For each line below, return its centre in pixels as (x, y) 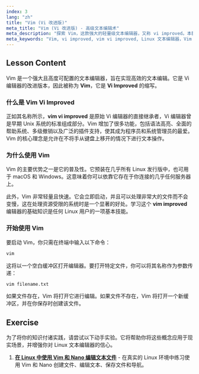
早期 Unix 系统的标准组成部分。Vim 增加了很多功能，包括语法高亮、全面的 (101, 124)
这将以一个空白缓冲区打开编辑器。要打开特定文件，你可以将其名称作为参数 (97, 265)
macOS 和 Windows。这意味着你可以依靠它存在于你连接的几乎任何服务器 (102, 177)
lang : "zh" (20, 17)
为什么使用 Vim (28, 156)
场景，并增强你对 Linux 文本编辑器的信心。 (63, 345)
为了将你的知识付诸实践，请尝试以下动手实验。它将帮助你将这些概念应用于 (97, 337)
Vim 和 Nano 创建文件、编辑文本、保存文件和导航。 (84, 365)
